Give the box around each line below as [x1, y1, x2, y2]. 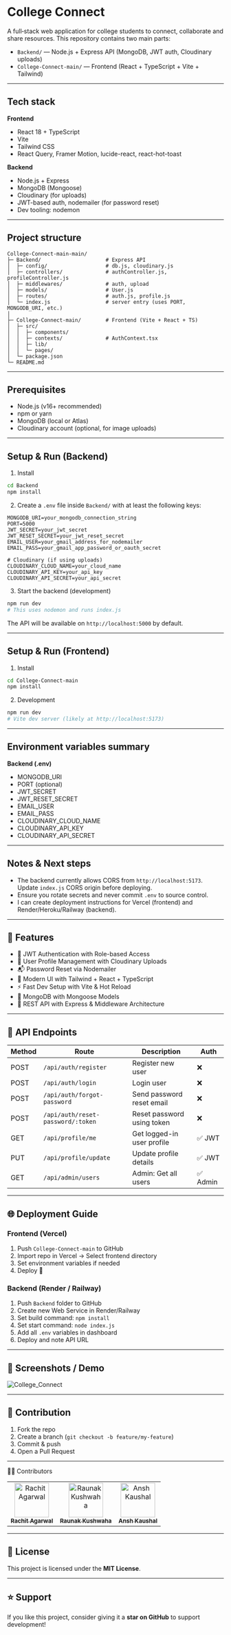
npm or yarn [16, 409, 52, 418]
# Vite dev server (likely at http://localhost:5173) [7, 716, 165, 723]
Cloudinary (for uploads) [16, 191, 87, 199]
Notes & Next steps [7, 858, 91, 870]
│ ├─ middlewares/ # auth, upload [7, 280, 149, 287]
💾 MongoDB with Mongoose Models [16, 993, 120, 1001]
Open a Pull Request [16, 1447, 76, 1455]
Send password [132, 1089, 184, 1099]
